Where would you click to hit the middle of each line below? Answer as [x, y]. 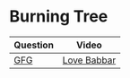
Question [34, 45]
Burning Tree [59, 17]
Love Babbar [89, 60]
